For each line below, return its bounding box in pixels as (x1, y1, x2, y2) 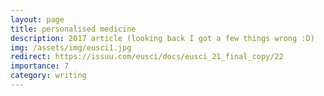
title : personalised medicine (10, 24, 137, 34)
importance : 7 (10, 61, 70, 71)
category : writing (10, 71, 87, 81)
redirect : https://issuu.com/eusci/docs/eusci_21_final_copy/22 (10, 52, 284, 62)
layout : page (10, 14, 65, 25)
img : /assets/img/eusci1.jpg (10, 42, 132, 53)
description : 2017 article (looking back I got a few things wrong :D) (10, 33, 315, 43)
